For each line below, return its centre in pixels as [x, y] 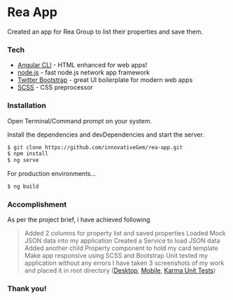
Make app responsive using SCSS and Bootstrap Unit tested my [116, 256]
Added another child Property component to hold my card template [121, 248]
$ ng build [23, 186]
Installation [27, 106]
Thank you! [27, 289]
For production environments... [52, 174]
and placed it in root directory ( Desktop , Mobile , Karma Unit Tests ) [120, 271]
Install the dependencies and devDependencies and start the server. [106, 135]
